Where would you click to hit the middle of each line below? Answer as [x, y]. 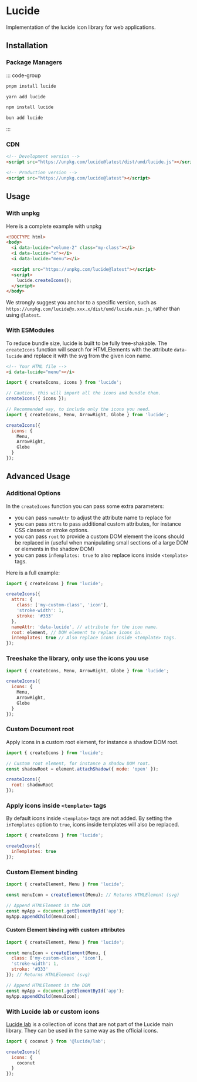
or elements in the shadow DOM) [55, 549]
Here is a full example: [33, 573]
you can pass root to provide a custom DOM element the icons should [99, 536]
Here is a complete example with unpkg [54, 226]
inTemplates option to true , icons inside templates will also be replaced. [93, 825]
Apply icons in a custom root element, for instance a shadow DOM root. [92, 742]
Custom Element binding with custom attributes [66, 930]
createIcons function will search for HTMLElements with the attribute [89, 349]
